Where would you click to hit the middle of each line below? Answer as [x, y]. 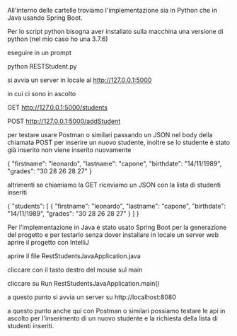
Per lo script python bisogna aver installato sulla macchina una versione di [116, 31]
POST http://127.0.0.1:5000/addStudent [64, 121]
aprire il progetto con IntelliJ [48, 242]
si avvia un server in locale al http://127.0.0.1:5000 [80, 80]
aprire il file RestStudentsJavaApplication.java [74, 256]
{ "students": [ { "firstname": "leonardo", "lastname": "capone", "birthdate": [117, 206]
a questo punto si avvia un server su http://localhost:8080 [92, 297]
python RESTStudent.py [42, 66]
